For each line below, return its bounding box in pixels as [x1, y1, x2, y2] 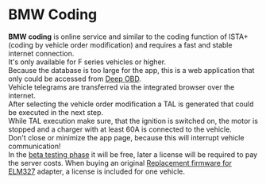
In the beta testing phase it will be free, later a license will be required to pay [8, 149, 258, 159]
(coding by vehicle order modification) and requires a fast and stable [8, 40, 233, 49]
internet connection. [8, 48, 75, 58]
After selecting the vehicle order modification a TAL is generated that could [8, 99, 254, 109]
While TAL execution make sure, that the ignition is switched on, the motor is [8, 116, 258, 125]
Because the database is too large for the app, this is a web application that [8, 65, 255, 75]
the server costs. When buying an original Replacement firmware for [8, 158, 232, 167]
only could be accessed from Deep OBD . [8, 74, 141, 83]
